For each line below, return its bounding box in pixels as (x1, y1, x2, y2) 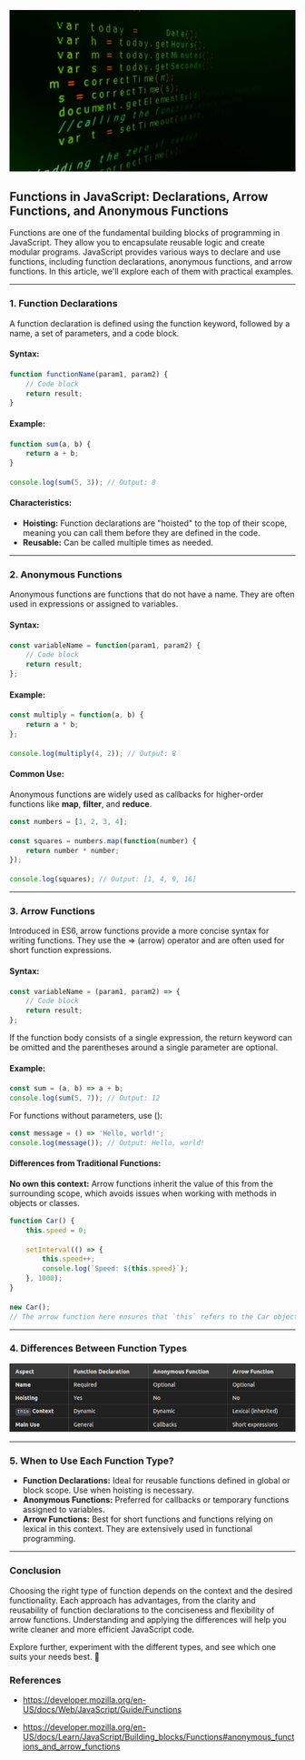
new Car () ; (9, 1302, 51, 1312)
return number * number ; (25, 846, 120, 855)
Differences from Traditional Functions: (9, 1158, 162, 1169)
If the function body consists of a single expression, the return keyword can (9, 1032, 292, 1042)
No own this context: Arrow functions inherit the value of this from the (9, 1178, 274, 1189)
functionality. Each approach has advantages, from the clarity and (9, 1594, 256, 1605)
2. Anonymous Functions (9, 568, 123, 581)
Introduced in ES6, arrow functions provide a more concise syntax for (9, 925, 270, 937)
